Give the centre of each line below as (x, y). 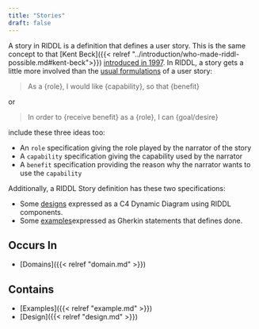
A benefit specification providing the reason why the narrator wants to (135, 164)
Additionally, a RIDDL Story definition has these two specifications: (117, 188)
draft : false (30, 23)
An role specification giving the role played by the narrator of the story (135, 147)
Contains (31, 289)
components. (41, 212)
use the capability (51, 173)
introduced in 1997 (133, 62)
